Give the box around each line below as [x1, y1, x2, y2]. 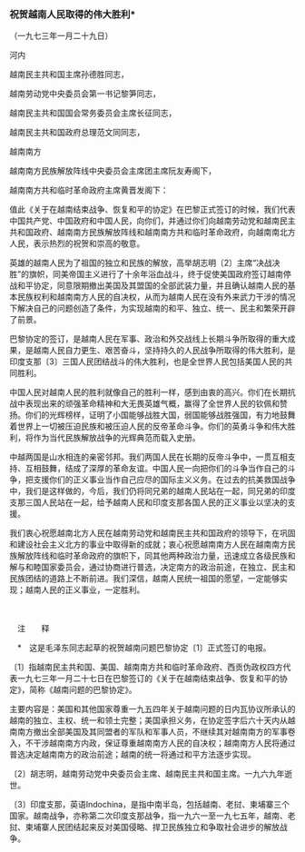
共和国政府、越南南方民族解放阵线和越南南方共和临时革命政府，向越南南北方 [9, 227, 296, 238]
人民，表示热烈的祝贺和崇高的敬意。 [9, 238, 145, 249]
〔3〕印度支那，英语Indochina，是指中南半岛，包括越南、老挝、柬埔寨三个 [9, 799, 290, 810]
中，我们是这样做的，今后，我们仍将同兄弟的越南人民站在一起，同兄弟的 [9, 486, 280, 497]
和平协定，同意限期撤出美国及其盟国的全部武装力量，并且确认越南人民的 [16, 280, 288, 292]
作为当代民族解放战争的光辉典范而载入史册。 [33, 432, 201, 443]
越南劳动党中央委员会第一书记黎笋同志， [9, 88, 161, 99]
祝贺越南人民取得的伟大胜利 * [9, 7, 136, 20]
